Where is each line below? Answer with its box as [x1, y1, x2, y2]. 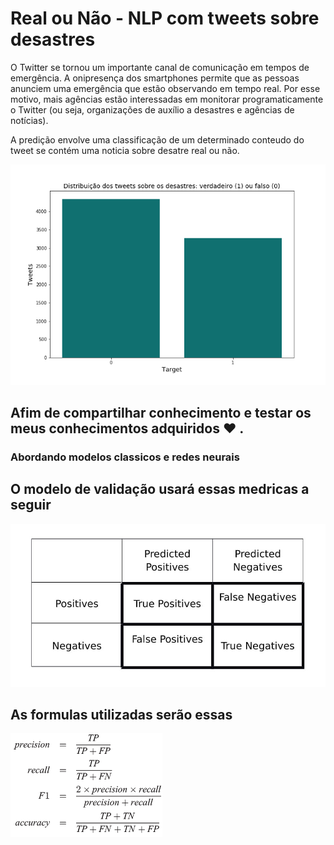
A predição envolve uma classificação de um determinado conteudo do [10, 133, 305, 146]
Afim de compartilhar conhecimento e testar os [10, 405, 312, 422]
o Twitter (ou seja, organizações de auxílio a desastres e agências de [10, 103, 295, 116]
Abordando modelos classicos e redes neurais [10, 450, 240, 464]
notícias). [10, 114, 49, 126]
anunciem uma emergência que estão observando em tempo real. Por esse [10, 82, 321, 94]
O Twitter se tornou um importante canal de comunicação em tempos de [10, 61, 310, 73]
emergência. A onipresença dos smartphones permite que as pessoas [10, 72, 300, 84]
